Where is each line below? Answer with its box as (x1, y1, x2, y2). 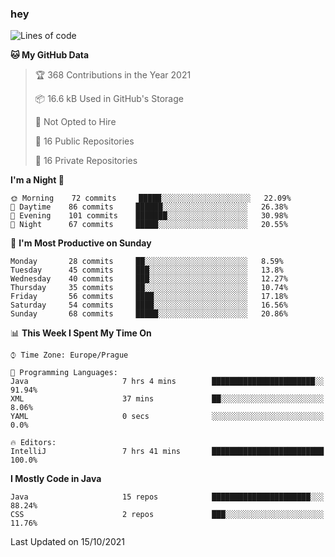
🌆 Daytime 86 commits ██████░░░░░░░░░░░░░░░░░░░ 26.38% (10, 202, 288, 212)
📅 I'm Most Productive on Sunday (10, 237, 152, 249)
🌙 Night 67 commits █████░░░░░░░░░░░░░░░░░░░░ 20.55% (10, 220, 288, 230)
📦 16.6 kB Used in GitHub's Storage (34, 93, 184, 105)
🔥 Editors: (10, 438, 57, 448)
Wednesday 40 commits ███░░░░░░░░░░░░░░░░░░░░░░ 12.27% (10, 274, 288, 284)
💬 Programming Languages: (10, 368, 118, 378)
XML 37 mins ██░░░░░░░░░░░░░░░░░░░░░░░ (10, 394, 325, 404)
